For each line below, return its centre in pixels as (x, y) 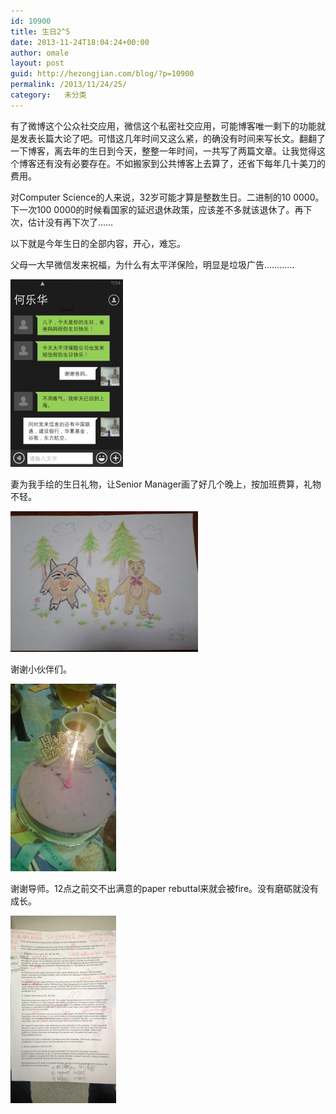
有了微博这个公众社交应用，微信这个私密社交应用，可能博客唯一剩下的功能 (163, 126)
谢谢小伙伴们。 (41, 669)
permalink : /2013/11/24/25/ (69, 85)
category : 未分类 (48, 95)
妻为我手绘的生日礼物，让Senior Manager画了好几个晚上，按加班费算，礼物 (166, 484)
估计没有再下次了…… (70, 222)
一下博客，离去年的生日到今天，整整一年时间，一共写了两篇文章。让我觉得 (163, 151)
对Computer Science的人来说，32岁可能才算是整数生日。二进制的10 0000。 (167, 197)
